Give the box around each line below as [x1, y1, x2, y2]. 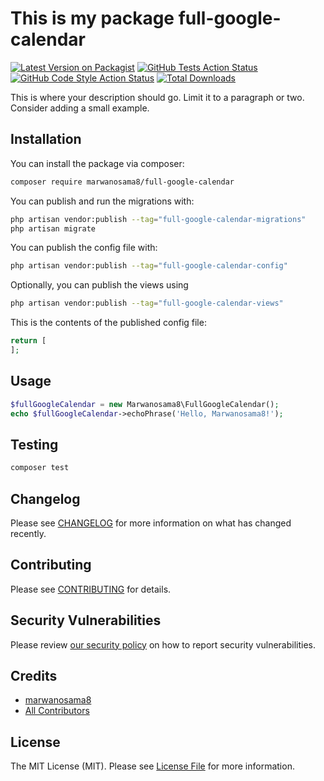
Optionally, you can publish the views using [10, 279, 189, 291]
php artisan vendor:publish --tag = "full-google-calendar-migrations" [10, 214, 307, 224]
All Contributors [24, 705, 90, 717]
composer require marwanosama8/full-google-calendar [10, 177, 235, 187]
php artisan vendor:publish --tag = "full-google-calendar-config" [10, 261, 288, 271]
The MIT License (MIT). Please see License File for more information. [10, 760, 295, 772]
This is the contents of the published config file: [10, 317, 207, 329]
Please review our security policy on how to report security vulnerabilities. [10, 638, 316, 651]
